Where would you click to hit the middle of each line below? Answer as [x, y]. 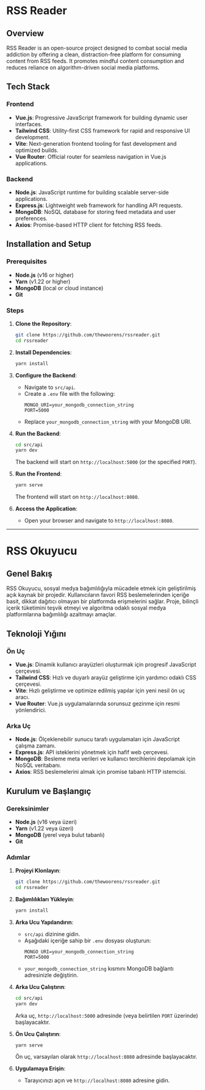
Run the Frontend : [38, 474]
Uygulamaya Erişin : [40, 1069]
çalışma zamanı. [35, 746]
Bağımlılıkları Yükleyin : [45, 899]
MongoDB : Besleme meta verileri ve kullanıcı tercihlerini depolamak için [105, 759]
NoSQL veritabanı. [38, 765]
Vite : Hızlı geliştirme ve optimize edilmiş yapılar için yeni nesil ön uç [100, 691]
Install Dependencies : [43, 352]
